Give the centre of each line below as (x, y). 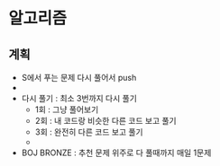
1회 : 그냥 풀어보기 (67, 109)
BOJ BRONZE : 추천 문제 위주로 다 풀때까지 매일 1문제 (116, 153)
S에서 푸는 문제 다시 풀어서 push (79, 78)
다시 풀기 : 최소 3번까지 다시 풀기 (79, 98)
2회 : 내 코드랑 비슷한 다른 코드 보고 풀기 (105, 121)
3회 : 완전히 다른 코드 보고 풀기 (89, 132)
